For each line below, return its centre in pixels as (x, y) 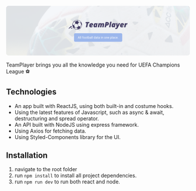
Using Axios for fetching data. (50, 131)
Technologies (32, 92)
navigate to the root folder (46, 169)
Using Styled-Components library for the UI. (67, 137)
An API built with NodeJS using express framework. (76, 124)
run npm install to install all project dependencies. (76, 176)
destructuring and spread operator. (57, 118)
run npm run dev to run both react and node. (67, 182)
